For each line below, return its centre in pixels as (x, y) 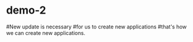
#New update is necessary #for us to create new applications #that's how (96, 27)
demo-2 (26, 10)
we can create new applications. (46, 33)
